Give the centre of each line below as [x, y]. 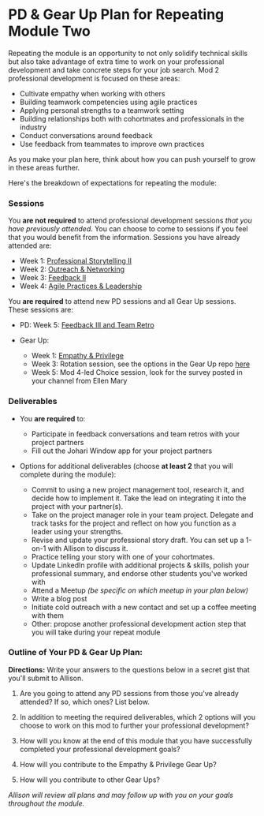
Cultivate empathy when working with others [92, 93]
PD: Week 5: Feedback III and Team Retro [87, 325]
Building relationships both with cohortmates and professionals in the [132, 118]
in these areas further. [44, 167]
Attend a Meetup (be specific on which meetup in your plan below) [140, 590]
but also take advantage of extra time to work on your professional [116, 62]
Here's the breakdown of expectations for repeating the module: [112, 182]
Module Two [49, 31]
